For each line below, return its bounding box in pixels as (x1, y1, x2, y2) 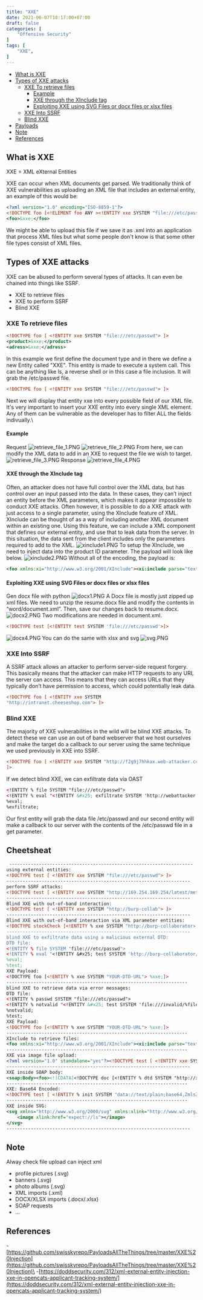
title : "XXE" (6, 8, 39, 15)
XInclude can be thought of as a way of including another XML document (6, 516, 189, 523)
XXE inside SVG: (6, 1103, 47, 1110)
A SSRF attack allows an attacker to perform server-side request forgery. (6, 663, 188, 671)
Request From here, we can (6, 443, 183, 450)
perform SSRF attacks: (6, 883, 63, 889)
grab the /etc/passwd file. (6, 374, 71, 382)
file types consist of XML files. (6, 239, 82, 247)
